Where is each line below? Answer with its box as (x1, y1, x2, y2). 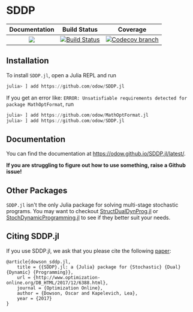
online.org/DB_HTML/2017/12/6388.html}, (6, 280, 109, 286)
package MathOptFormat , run (6, 100, 74, 108)
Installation (6, 56, 49, 66)
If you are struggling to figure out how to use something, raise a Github (6, 162, 186, 169)
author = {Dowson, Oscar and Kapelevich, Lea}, (17, 290, 138, 296)
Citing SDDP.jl (6, 231, 60, 241)
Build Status (62, 25, 98, 34)
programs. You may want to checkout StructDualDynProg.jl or (6, 208, 158, 214)
